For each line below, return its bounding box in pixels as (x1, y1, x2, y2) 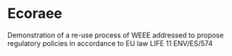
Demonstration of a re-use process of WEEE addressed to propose (7, 30, 224, 40)
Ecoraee (7, 5, 63, 23)
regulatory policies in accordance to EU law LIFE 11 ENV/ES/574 (7, 38, 213, 47)
